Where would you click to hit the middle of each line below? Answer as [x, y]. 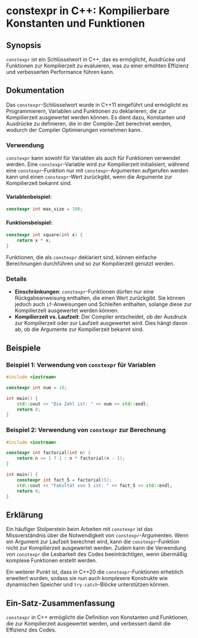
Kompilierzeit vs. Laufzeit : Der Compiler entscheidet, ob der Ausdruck [101, 317]
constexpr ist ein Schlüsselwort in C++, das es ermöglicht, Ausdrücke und [96, 59]
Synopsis [24, 45]
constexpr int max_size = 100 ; [44, 209]
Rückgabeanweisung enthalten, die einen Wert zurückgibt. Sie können [100, 298]
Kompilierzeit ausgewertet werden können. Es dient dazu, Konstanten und [96, 117]
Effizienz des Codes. [31, 630]
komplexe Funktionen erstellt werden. [52, 561]
